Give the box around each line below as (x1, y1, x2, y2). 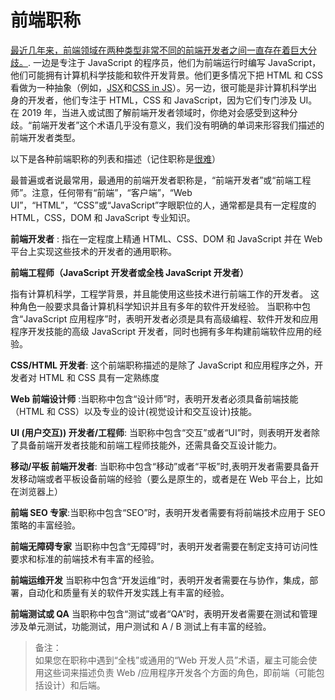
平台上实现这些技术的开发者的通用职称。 (10, 245, 177, 257)
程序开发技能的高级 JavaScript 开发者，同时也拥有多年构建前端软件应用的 (10, 325, 314, 337)
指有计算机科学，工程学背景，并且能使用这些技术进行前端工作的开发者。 (10, 287, 308, 300)
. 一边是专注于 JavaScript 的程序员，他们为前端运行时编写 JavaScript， (28, 56, 322, 68)
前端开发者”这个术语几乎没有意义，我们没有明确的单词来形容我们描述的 (31, 119, 325, 131)
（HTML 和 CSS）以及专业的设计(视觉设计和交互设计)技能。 (10, 405, 258, 417)
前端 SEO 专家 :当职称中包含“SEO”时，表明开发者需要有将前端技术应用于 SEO (10, 506, 326, 518)
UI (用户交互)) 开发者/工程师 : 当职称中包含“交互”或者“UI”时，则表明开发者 (10, 426, 312, 438)
